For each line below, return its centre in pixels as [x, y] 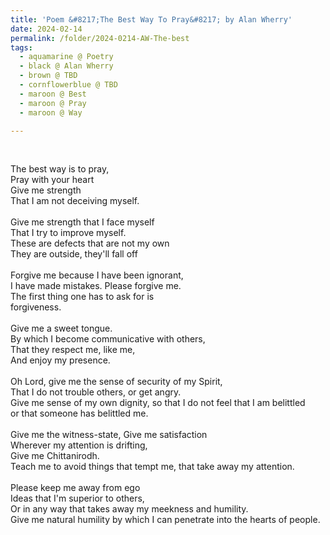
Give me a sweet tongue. [61, 328]
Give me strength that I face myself [82, 222]
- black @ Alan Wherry [66, 66]
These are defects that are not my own [90, 243]
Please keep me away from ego [75, 488]
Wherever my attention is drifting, [79, 445]
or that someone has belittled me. [79, 413]
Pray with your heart [52, 180]
